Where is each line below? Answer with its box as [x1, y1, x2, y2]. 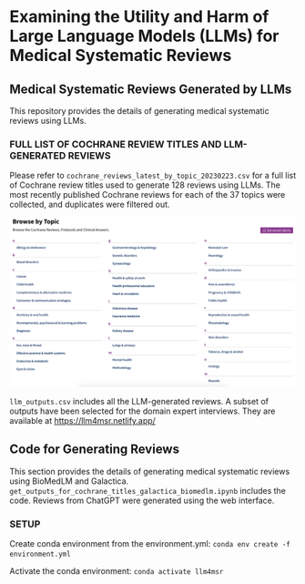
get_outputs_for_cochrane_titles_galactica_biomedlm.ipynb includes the [9, 485, 287, 496]
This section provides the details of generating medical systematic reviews [9, 466, 290, 476]
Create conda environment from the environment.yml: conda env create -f [9, 538, 291, 549]
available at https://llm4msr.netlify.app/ [9, 415, 157, 426]
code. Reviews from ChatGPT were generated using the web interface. [9, 495, 275, 506]
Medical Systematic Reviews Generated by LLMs [9, 81, 292, 97]
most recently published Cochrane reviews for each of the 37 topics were [9, 190, 286, 200]
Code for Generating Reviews [9, 442, 180, 457]
